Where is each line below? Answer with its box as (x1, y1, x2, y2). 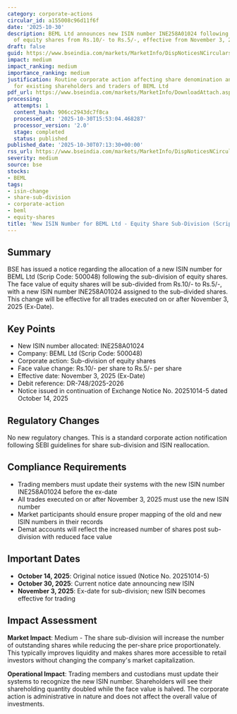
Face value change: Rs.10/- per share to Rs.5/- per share (17, 364, 182, 373)
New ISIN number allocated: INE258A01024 (17, 341, 145, 350)
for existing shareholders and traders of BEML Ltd (13, 83, 169, 90)
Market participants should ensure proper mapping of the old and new (17, 509, 222, 519)
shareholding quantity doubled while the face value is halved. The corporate (7, 684, 229, 693)
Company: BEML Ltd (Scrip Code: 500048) (17, 349, 143, 358)
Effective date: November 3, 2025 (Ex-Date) (17, 372, 146, 380)
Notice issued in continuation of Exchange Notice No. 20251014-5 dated (17, 387, 228, 395)
